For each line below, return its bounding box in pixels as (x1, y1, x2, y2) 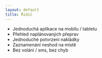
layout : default (5, 7, 39, 12)
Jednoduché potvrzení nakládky (12, 36, 79, 42)
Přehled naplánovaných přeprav (12, 31, 79, 37)
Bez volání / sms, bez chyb (12, 47, 69, 53)
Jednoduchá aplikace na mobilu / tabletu (12, 25, 97, 31)
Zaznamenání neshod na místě (12, 41, 76, 47)
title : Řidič (5, 12, 33, 17)
